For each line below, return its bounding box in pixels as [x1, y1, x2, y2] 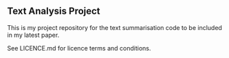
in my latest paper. [7, 31, 60, 39]
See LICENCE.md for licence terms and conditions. [7, 44, 151, 52]
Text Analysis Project [7, 5, 101, 17]
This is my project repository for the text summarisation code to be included [7, 23, 222, 31]
